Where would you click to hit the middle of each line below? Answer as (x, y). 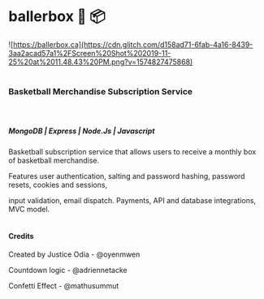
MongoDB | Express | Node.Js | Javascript (82, 131)
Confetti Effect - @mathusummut (64, 286)
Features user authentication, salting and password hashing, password (127, 175)
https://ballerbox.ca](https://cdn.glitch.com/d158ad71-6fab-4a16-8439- (133, 44)
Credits (21, 236)
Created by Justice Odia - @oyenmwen (74, 254)
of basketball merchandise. (54, 160)
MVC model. (29, 209)
